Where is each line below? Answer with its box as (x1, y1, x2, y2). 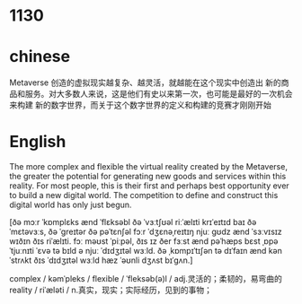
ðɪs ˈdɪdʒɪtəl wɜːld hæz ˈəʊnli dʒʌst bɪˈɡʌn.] (33, 255, 193, 265)
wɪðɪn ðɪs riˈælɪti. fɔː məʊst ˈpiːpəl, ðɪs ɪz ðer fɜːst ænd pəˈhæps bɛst (9, 236, 261, 247)
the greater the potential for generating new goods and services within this (9, 171, 287, 182)
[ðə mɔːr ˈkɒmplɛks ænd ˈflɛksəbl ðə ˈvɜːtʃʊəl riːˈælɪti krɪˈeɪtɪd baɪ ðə (9, 217, 257, 228)
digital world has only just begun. (9, 199, 132, 211)
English (9, 132, 67, 152)
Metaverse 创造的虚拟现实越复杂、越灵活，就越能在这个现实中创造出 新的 (9, 77, 281, 88)
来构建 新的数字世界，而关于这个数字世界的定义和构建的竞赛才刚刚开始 (9, 100, 271, 110)
